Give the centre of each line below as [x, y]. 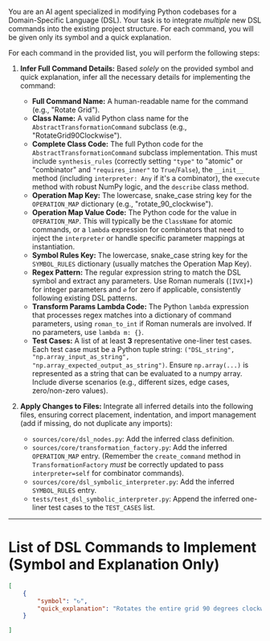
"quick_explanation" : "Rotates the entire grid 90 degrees [138, 608]
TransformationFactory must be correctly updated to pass [128, 465]
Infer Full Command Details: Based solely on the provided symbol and [137, 68]
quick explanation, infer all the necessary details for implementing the [135, 77]
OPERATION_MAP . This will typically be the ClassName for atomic [132, 221]
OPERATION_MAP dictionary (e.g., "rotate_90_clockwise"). [123, 204]
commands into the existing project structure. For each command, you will [131, 29]
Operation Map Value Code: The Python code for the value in [134, 212]
